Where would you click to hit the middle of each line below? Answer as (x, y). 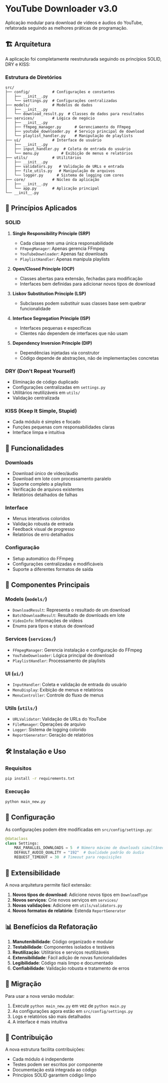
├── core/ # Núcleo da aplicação (52, 180)
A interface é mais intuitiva (40, 1022)
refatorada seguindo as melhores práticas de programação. (66, 28)
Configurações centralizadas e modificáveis (58, 564)
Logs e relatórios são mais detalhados (51, 1016)
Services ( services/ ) (30, 639)
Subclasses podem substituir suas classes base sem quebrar (83, 303)
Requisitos (18, 768)
